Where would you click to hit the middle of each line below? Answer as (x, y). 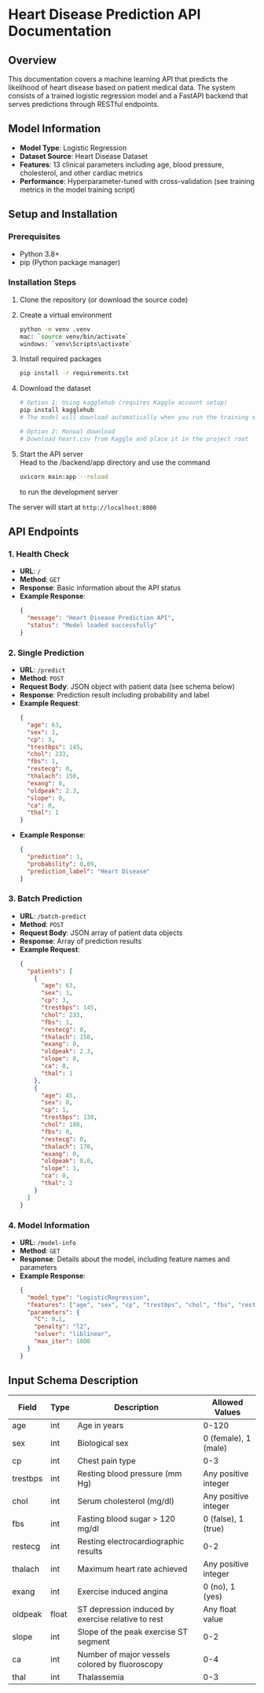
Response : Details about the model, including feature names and (125, 1259)
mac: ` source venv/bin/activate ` (74, 337)
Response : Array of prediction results (81, 940)
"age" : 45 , (59, 1095)
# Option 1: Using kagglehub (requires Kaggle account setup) (123, 403)
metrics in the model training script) (77, 190)
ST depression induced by (126, 1610)
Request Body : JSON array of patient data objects (101, 933)
